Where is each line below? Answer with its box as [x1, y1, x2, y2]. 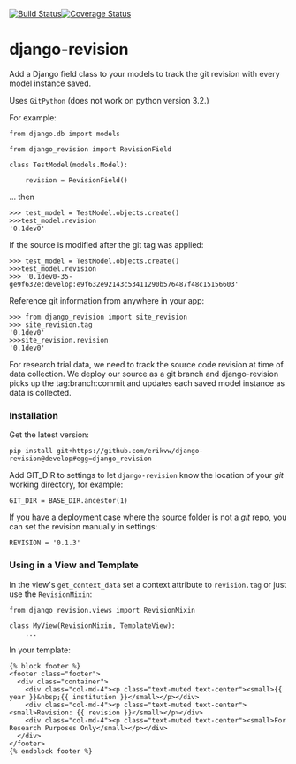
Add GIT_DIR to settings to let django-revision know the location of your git [9, 470, 285, 481]
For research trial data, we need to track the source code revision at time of [9, 359, 285, 369]
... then [9, 191, 35, 202]
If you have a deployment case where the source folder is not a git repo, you [9, 512, 287, 522]
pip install [9, 447, 53, 456]
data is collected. [9, 387, 72, 397]
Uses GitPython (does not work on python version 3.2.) [9, 95, 209, 105]
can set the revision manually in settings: [9, 521, 157, 532]
